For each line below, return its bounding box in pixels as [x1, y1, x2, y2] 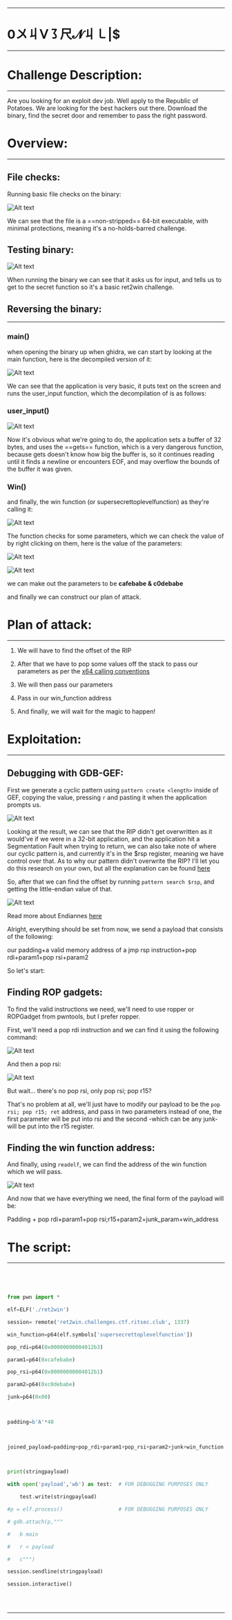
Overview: [7, 136, 68, 151]
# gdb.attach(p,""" [7, 1518, 64, 1525]
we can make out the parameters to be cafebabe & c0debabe [7, 579, 184, 588]
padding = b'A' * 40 [7, 1418, 54, 1425]
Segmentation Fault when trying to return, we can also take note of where [7, 841, 217, 850]
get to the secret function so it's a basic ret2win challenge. [7, 283, 175, 291]
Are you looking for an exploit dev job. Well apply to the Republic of [7, 96, 199, 104]
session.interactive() [7, 1581, 72, 1588]
